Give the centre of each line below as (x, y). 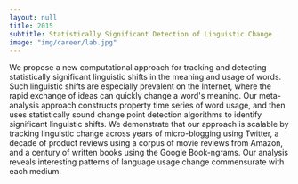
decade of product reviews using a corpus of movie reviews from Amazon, (146, 143)
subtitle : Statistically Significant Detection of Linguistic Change (141, 34)
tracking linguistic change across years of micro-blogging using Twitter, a (144, 133)
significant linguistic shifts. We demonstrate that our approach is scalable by (149, 124)
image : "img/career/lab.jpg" (63, 42)
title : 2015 (31, 26)
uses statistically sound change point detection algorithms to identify (136, 115)
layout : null (33, 17)
